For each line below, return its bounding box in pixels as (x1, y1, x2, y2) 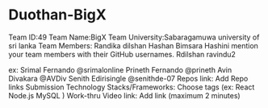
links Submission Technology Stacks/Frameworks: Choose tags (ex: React (8, 82, 255, 92)
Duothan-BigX (8, 6, 107, 24)
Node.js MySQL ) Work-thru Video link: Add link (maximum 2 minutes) (8, 90, 241, 100)
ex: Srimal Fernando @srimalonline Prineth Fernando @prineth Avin (8, 64, 232, 74)
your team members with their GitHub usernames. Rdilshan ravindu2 (8, 49, 237, 59)
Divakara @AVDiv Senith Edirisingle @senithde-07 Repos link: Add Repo (8, 73, 249, 83)
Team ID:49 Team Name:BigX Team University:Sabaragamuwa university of (8, 32, 260, 42)
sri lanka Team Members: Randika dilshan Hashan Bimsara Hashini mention (8, 40, 258, 50)
